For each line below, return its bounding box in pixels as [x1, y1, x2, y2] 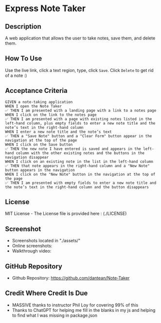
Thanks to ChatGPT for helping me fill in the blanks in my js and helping [12, 307, 156, 313]
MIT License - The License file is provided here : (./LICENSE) [5, 211, 127, 216]
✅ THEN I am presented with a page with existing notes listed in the [5, 116, 152, 122]
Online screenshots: [12, 243, 53, 249]
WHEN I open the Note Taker [5, 104, 62, 108]
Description [5, 22, 41, 31]
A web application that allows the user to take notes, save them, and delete [5, 35, 156, 41]
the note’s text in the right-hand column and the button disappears [5, 184, 149, 190]
